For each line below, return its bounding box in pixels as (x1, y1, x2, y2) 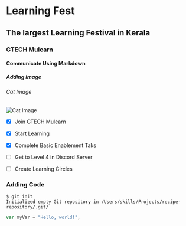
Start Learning (14, 130, 50, 137)
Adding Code (6, 180, 45, 188)
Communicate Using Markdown (6, 60, 86, 67)
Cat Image (6, 89, 32, 96)
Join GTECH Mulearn (14, 118, 67, 125)
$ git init (6, 194, 33, 200)
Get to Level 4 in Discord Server (14, 153, 93, 161)
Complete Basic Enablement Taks (14, 142, 96, 149)
